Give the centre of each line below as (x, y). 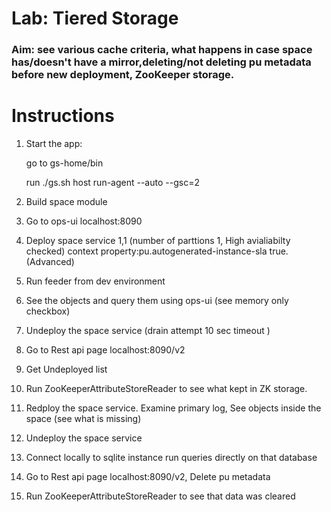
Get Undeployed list (66, 369)
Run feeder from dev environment (95, 281)
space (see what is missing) (83, 419)
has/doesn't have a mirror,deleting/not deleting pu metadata (161, 62)
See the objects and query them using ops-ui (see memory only (157, 301)
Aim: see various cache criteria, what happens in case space (162, 50)
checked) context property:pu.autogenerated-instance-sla (146, 251)
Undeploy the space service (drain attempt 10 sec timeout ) (148, 331)
